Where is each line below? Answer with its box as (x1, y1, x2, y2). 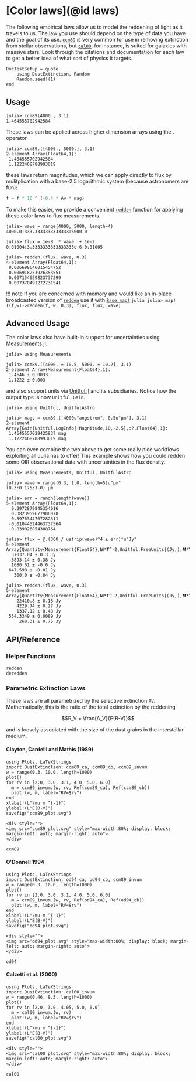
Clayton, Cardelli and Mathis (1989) (6, 746, 94, 753)
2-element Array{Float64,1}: (6, 151, 77, 156)
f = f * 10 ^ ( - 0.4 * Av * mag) (6, 195, 85, 201)
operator (6, 134, 27, 141)
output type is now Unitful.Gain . (6, 394, 86, 401)
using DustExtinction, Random (16, 71, 90, 77)
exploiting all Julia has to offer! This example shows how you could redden (6, 452, 185, 460)
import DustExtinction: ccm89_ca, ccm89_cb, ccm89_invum (6, 764, 148, 770)
